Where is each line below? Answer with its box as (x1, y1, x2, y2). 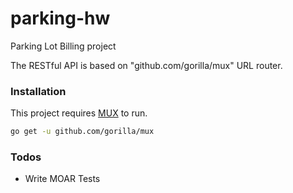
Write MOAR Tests (24, 173, 101, 185)
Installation (10, 84, 67, 98)
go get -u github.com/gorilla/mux (10, 127, 155, 137)
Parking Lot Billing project (10, 40, 117, 52)
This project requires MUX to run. (10, 107, 148, 119)
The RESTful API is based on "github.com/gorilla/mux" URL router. (10, 59, 283, 71)
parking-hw (10, 7, 111, 30)
